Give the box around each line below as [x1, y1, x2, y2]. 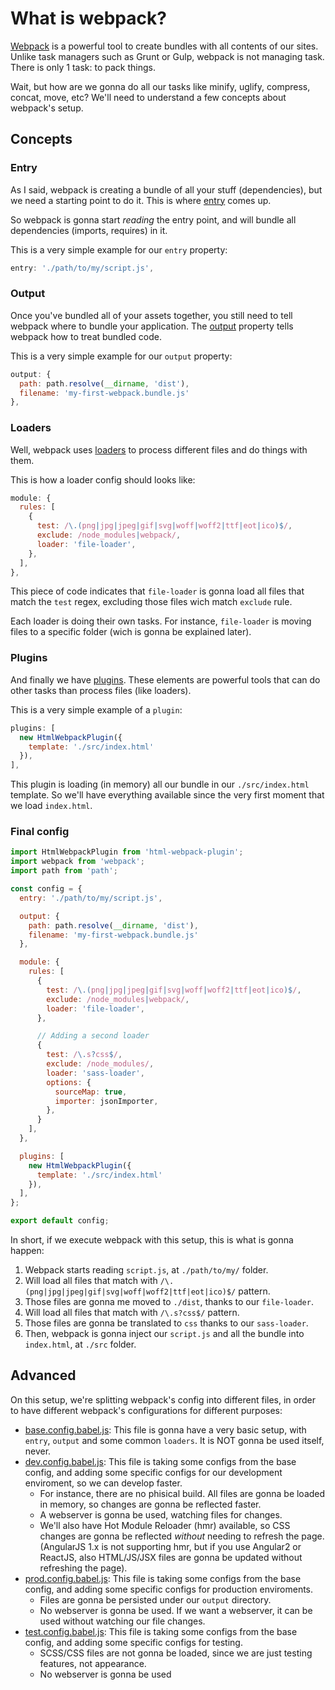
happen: [10, 1245, 45, 1257]
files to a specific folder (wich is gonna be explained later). [10, 626, 252, 638]
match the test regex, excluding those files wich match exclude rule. [10, 596, 293, 608]
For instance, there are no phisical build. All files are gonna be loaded [39, 1487, 326, 1499]
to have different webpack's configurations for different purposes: [10, 1404, 283, 1416]
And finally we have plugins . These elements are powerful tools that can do [10, 673, 321, 686]
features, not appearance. [39, 1657, 147, 1669]
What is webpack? [10, 7, 167, 30]
